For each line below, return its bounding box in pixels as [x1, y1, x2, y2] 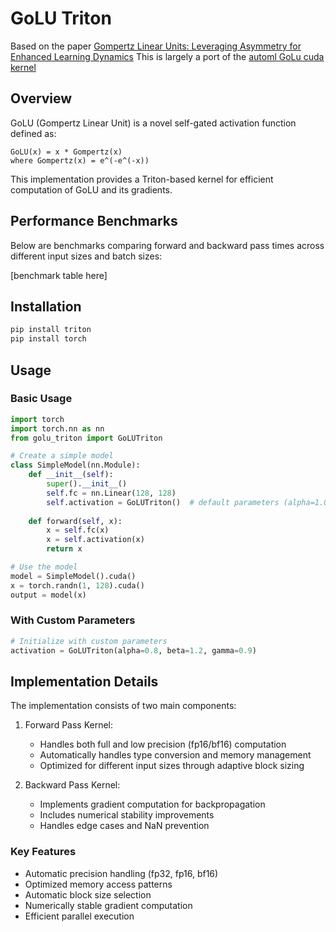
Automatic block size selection [24, 888, 152, 901]
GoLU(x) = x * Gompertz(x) [10, 147, 123, 157]
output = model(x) [10, 590, 87, 600]
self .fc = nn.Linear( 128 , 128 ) [46, 488, 177, 498]
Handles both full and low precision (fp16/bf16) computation [39, 738, 287, 751]
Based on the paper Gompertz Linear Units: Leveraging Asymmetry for [10, 40, 302, 52]
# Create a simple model [10, 451, 114, 461]
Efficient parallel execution [24, 910, 135, 922]
